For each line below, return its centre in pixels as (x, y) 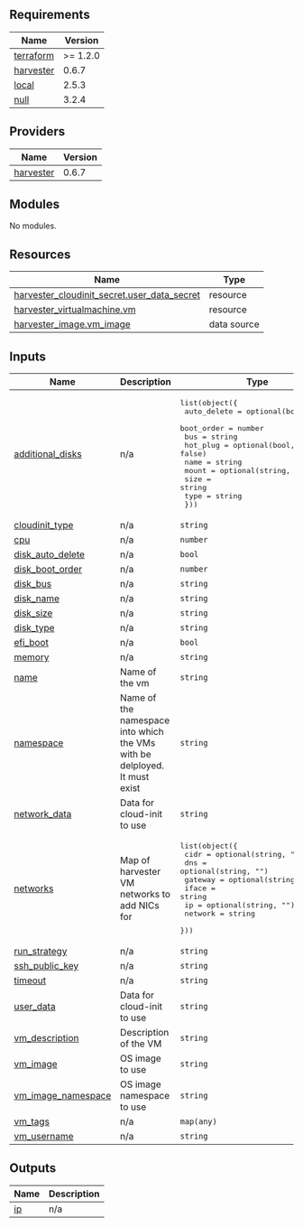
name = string (213, 463)
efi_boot (32, 643)
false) (193, 454)
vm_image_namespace (63, 1096)
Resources (40, 254)
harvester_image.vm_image (72, 324)
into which (142, 732)
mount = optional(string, (238, 471)
